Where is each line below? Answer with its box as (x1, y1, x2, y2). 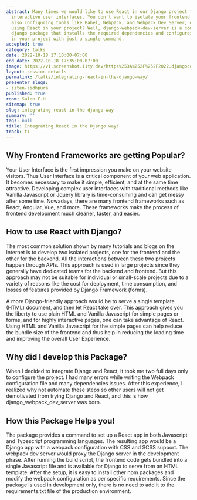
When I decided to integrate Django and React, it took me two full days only (6, 368, 189, 375)
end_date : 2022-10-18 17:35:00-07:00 (6, 58, 98, 63)
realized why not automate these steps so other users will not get (6, 386, 164, 394)
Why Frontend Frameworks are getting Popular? (6, 150, 185, 160)
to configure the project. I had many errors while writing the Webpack (6, 374, 174, 381)
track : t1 (6, 129, 30, 135)
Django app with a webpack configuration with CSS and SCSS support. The (6, 444, 189, 451)
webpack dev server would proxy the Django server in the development (6, 450, 179, 457)
